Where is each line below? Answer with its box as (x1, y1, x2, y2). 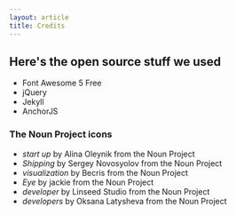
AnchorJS (21, 106, 59, 116)
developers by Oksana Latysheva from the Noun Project (21, 195, 228, 206)
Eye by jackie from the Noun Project (21, 177, 154, 187)
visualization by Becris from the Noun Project (21, 167, 189, 178)
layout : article (9, 12, 69, 22)
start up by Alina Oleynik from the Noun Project (21, 148, 195, 159)
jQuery (21, 87, 47, 98)
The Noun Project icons (9, 128, 113, 140)
